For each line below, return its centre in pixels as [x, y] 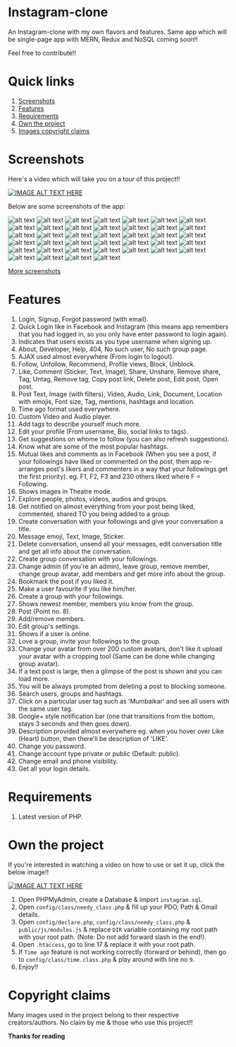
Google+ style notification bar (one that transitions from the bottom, [117, 716]
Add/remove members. [52, 618]
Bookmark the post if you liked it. [66, 581]
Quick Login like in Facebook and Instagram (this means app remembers [123, 326]
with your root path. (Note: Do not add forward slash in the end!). [112, 937]
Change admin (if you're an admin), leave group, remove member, [114, 566]
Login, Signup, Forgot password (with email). [83, 319]
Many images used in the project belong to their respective [93, 1015]
